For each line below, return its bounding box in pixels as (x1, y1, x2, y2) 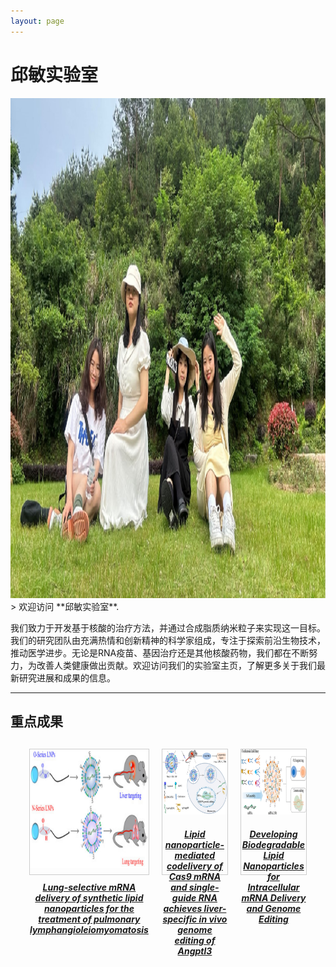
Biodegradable (241, 838, 306, 850)
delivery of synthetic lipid (34, 892, 144, 904)
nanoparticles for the (43, 903, 135, 915)
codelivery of (166, 860, 223, 872)
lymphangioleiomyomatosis (29, 924, 149, 936)
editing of (174, 934, 216, 946)
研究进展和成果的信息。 (18, 671, 116, 684)
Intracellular (247, 881, 300, 893)
